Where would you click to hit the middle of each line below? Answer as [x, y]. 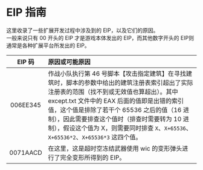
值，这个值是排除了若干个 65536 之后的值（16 [115, 110]
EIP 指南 [26, 12]
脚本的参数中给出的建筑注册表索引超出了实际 [130, 82]
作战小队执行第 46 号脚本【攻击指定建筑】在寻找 [117, 73]
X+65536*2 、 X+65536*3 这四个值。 [95, 137]
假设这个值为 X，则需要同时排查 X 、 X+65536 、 [127, 128]
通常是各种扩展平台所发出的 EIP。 [48, 45]
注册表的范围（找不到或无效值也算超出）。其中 [113, 91]
